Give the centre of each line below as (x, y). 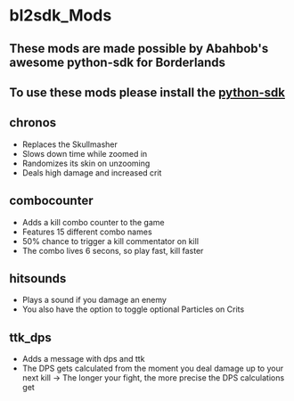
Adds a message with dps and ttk (83, 359)
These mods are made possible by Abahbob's (139, 49)
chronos (33, 123)
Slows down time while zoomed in (85, 153)
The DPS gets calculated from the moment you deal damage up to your (152, 368)
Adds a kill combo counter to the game (93, 222)
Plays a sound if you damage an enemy (94, 300)
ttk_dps (30, 337)
